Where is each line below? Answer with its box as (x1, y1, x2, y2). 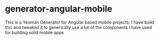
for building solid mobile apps (5, 29, 64, 35)
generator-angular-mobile (5, 3, 113, 14)
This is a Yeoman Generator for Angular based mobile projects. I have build (5, 19, 155, 25)
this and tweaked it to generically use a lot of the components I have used (5, 24, 152, 30)
